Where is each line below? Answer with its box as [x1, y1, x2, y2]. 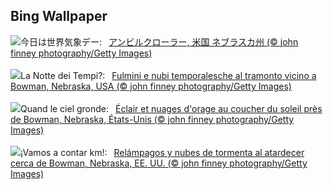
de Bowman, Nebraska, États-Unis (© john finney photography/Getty [10, 113, 295, 125]
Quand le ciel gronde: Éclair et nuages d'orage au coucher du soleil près [20, 102, 323, 114]
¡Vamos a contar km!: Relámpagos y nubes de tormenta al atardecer [20, 146, 305, 158]
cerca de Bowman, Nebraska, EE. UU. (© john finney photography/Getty [10, 157, 308, 169]
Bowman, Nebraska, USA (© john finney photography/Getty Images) [10, 80, 292, 92]
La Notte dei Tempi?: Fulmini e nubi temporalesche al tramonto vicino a [20, 69, 317, 81]
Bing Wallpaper [10, 8, 108, 25]
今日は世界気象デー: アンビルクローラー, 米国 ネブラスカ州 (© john [20, 35, 299, 48]
